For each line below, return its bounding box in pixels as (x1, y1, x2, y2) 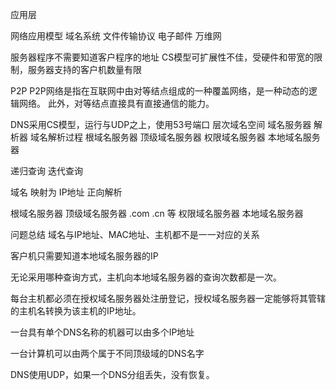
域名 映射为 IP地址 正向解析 (10, 186, 123, 198)
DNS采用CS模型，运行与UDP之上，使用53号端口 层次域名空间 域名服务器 (10, 119, 312, 130)
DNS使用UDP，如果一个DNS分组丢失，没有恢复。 (10, 369, 215, 380)
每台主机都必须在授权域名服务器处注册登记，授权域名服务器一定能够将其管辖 (10, 293, 326, 304)
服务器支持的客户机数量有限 (27, 64, 142, 75)
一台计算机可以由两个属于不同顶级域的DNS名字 (10, 348, 205, 359)
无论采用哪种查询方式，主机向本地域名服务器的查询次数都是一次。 (10, 271, 282, 283)
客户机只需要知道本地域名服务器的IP (10, 250, 159, 262)
